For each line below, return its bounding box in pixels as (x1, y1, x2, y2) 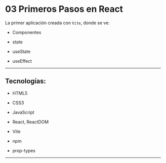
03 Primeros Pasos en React (5, 3, 124, 15)
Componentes (12, 29, 41, 35)
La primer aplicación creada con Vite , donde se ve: (5, 20, 110, 26)
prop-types (12, 147, 36, 154)
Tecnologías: (5, 77, 46, 85)
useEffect (12, 58, 32, 64)
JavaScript (12, 109, 35, 115)
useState (12, 48, 31, 54)
